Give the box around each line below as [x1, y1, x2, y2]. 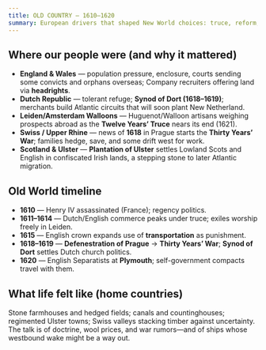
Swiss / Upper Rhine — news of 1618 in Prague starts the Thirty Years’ [19, 128, 253, 137]
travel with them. [19, 264, 75, 273]
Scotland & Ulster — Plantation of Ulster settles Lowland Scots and [19, 145, 242, 154]
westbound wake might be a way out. [8, 333, 131, 342]
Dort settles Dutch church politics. [19, 247, 132, 257]
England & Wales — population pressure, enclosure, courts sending [19, 69, 241, 79]
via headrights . [19, 86, 71, 96]
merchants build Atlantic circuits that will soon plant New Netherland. [19, 103, 245, 112]
